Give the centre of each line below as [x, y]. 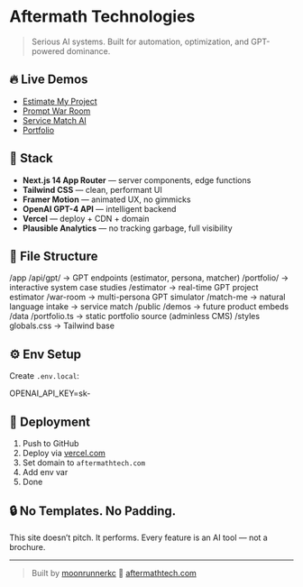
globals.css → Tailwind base [62, 326]
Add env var [45, 472]
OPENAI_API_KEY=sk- [50, 393]
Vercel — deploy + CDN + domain [86, 218]
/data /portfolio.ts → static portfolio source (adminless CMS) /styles [134, 316]
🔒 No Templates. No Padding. [93, 511]
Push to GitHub [50, 443]
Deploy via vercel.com [64, 453]
